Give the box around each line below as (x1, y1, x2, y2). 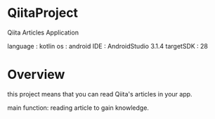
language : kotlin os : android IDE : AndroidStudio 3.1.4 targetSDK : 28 (7, 42, 209, 50)
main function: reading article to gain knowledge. (7, 104, 150, 112)
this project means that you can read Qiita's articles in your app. (7, 89, 193, 98)
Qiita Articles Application (7, 28, 79, 37)
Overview (7, 67, 65, 82)
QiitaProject (7, 5, 79, 21)
